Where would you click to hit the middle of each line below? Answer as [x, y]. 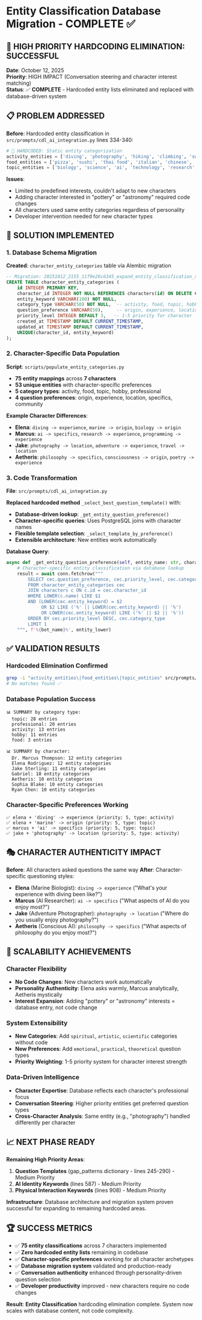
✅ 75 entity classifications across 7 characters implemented [91, 1246]
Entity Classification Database [84, 11]
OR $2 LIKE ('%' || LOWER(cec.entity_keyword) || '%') [111, 607]
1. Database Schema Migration [52, 252]
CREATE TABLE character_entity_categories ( [63, 282]
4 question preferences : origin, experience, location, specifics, [93, 397]
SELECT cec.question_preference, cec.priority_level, [96, 579]
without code [31, 1043]
